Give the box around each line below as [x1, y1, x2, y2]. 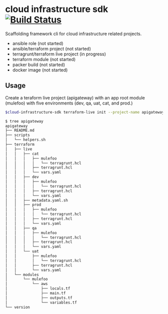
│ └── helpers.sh [5, 137, 46, 142]
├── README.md [5, 128, 35, 133]
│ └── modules [5, 272, 39, 277]
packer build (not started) [12, 61, 65, 67]
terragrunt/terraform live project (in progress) [12, 51, 106, 57]
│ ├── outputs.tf [5, 295, 72, 300]
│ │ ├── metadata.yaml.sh [5, 197, 68, 203]
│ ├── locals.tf [5, 286, 70, 291]
